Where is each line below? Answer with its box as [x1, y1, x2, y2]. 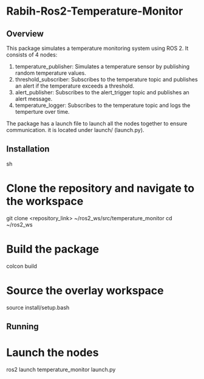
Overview [6, 29, 44, 39]
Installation [6, 144, 50, 155]
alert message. [15, 96, 53, 102]
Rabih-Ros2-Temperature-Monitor [6, 4, 183, 18]
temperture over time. [15, 108, 70, 115]
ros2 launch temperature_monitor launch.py [6, 366, 116, 373]
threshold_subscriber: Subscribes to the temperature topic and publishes [15, 76, 199, 83]
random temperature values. [15, 69, 87, 77]
